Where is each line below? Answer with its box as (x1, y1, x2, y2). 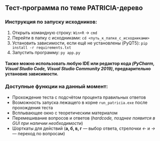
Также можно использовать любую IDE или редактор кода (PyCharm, (5, 60, 155, 66)
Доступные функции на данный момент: (5, 83, 108, 90)
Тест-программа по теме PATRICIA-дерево (5, 4, 143, 12)
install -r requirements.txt (12, 45, 71, 50)
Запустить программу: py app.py (12, 49, 81, 55)
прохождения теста (12, 104, 53, 110)
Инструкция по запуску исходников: (5, 19, 97, 25)
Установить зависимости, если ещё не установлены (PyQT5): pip (12, 40, 148, 46)
